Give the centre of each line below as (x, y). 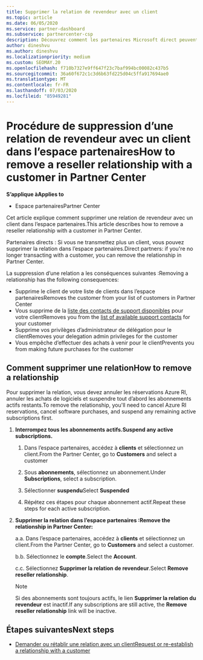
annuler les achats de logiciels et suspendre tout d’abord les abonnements (99, 398)
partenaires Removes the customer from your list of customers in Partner (105, 297)
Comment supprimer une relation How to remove (99, 368)
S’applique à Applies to (35, 194)
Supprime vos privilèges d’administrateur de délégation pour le (93, 329)
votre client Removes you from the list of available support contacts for (102, 317)
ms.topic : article (29, 18)
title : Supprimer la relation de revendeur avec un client (82, 12)
